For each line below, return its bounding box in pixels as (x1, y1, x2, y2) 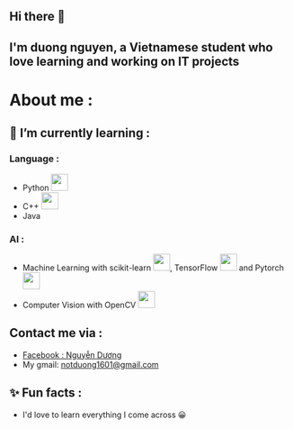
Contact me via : (9, 325, 103, 341)
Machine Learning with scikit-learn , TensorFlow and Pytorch (22, 262, 285, 273)
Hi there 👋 (9, 9, 66, 24)
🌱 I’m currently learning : (9, 125, 151, 141)
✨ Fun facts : (9, 385, 83, 401)
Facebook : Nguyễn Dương (22, 349, 122, 361)
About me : (9, 89, 93, 110)
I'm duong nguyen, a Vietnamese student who (9, 40, 273, 55)
